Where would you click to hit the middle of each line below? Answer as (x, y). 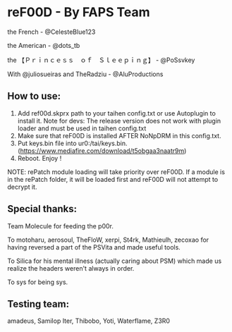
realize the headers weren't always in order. (71, 268)
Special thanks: (42, 209)
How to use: (34, 96)
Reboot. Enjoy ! (39, 158)
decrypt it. (22, 187)
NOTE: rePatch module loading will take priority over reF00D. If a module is (116, 172)
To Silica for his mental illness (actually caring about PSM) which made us (115, 261)
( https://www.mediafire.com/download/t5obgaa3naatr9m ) (102, 150)
